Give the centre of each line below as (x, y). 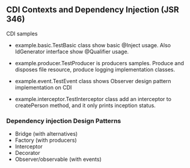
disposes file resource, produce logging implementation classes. (95, 69)
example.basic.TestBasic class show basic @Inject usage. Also (93, 45)
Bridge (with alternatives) (46, 134)
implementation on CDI (43, 87)
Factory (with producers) (46, 140)
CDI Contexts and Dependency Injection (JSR (93, 10)
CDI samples (22, 33)
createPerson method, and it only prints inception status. (85, 105)
